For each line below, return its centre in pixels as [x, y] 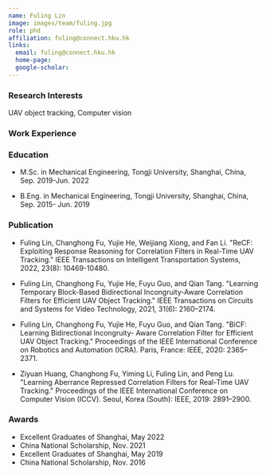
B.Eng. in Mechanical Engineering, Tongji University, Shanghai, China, [134, 196]
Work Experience [43, 133]
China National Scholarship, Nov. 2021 [82, 445]
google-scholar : [42, 68]
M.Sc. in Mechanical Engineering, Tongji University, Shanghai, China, [133, 172]
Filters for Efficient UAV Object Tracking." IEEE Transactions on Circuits [136, 300]
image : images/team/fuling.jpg [60, 23]
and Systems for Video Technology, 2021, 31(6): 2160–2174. [117, 308]
